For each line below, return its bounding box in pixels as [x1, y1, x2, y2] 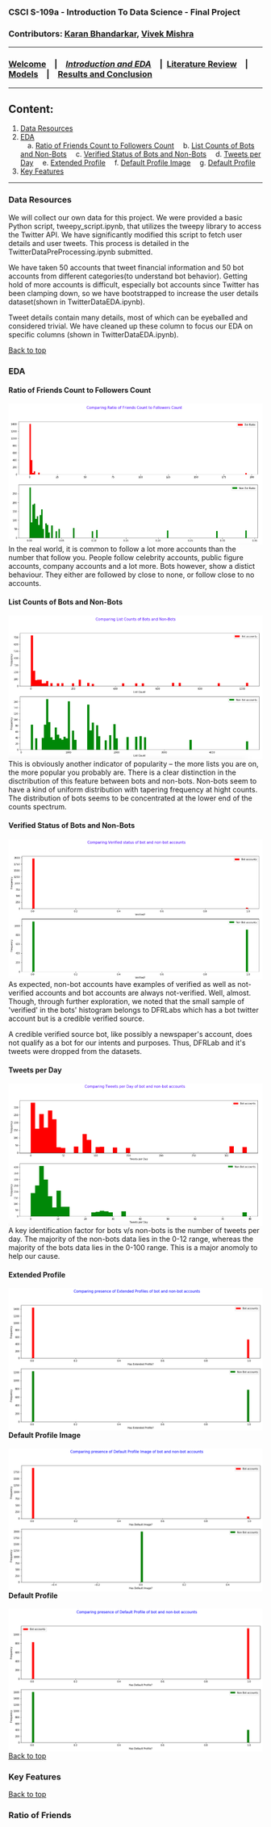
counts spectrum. [8, 802, 67, 812]
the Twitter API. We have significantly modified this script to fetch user [8, 229, 243, 240]
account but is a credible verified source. [8, 1014, 145, 1023]
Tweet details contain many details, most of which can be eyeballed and [8, 312, 248, 322]
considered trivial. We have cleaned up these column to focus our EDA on [8, 321, 253, 331]
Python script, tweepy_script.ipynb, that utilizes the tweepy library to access [8, 221, 262, 231]
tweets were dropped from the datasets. [8, 1046, 143, 1056]
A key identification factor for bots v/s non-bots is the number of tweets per [8, 1226, 260, 1235]
